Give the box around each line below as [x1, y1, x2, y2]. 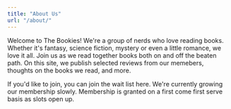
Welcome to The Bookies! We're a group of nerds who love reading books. [7, 36, 224, 44]
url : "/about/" [7, 17, 52, 24]
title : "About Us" [7, 10, 61, 18]
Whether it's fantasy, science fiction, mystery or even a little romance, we [7, 44, 221, 52]
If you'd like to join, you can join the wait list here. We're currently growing [7, 79, 223, 88]
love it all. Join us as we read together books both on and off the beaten [7, 51, 217, 60]
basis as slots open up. [7, 94, 75, 103]
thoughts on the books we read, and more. [7, 66, 131, 75]
